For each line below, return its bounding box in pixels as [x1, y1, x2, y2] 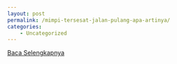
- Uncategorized [20, 29, 68, 37]
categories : [7, 23, 42, 30]
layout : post [7, 10, 45, 17]
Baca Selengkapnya [7, 49, 65, 57]
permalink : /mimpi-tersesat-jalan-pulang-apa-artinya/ [7, 17, 171, 24]
